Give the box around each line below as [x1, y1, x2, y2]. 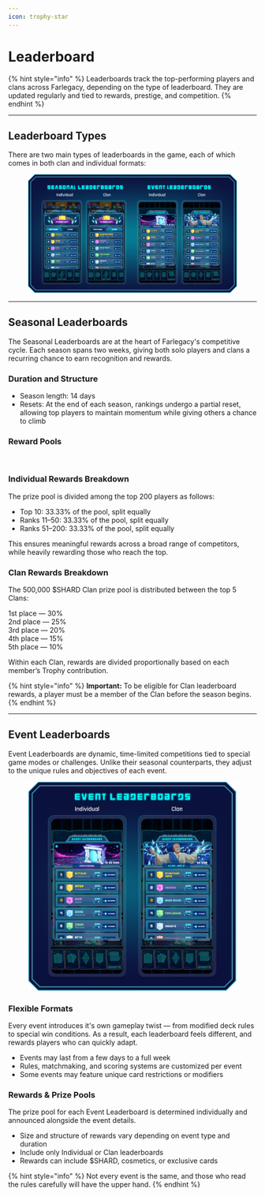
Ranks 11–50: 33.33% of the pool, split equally [19, 515, 170, 525]
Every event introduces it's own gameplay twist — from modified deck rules [8, 1021, 255, 1031]
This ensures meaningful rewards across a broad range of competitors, [8, 539, 240, 548]
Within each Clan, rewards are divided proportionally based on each [8, 657, 230, 667]
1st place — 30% [8, 608, 63, 618]
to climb [19, 417, 47, 426]
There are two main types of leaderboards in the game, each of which [8, 150, 236, 159]
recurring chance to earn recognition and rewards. [8, 353, 173, 363]
